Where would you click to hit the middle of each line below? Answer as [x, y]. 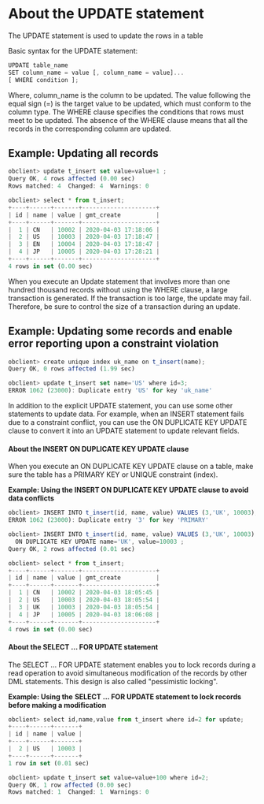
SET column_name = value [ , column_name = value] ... [96, 73]
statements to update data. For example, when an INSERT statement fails [126, 414]
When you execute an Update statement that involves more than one [119, 281]
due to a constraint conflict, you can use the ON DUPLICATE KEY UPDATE [128, 422]
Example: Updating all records [83, 153]
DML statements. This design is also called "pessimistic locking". [113, 681]
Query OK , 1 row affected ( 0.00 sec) [70, 785]
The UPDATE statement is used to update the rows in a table [106, 35]
